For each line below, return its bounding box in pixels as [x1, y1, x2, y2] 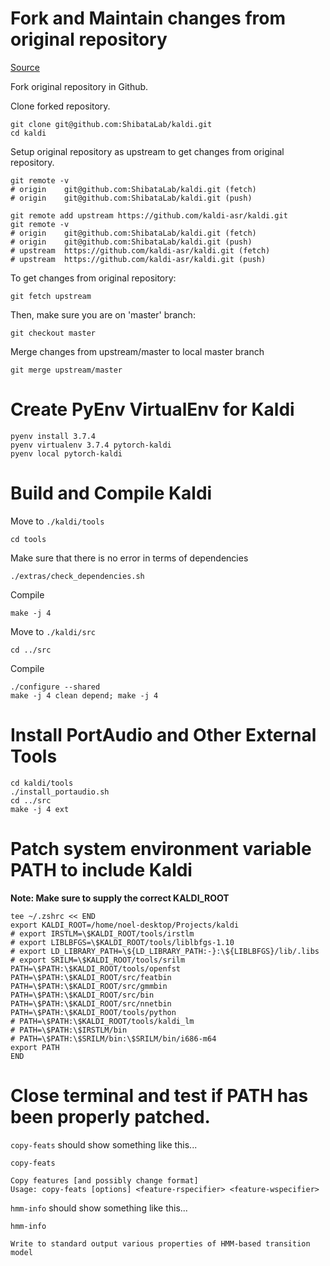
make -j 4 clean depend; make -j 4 [10, 690, 159, 701]
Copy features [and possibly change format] [10, 1175, 199, 1186]
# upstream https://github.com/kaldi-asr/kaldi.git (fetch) [10, 245, 271, 256]
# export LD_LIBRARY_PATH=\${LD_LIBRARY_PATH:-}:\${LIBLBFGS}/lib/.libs [10, 946, 320, 956]
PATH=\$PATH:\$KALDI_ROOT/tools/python [10, 1007, 177, 1017]
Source [10, 61, 40, 73]
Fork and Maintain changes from [10, 7, 287, 30]
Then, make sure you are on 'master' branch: [10, 308, 196, 321]
